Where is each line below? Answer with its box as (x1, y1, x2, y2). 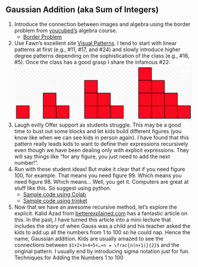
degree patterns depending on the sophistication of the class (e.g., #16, (14, 52, 190, 59)
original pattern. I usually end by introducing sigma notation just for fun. (14, 248, 190, 255)
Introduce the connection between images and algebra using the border (14, 20, 191, 27)
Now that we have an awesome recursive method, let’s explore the (14, 203, 177, 211)
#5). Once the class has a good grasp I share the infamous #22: (14, 58, 171, 65)
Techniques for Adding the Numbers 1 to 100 (14, 254, 124, 261)
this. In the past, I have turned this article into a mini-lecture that (14, 216, 171, 224)
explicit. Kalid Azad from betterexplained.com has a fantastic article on (14, 210, 188, 217)
